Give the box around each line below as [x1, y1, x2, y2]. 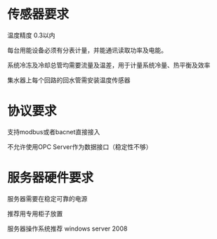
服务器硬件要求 [7, 170, 94, 186]
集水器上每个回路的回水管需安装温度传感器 [7, 75, 131, 84]
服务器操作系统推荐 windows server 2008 [7, 224, 128, 233]
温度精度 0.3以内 [7, 31, 55, 39]
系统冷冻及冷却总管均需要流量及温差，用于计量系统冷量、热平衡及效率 [7, 60, 211, 69]
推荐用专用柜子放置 [7, 209, 63, 218]
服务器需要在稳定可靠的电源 [7, 194, 88, 202]
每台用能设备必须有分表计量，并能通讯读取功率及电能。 [7, 46, 167, 54]
